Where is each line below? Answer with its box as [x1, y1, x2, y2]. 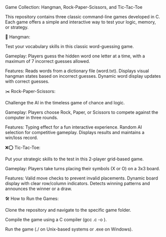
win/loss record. [5, 135, 38, 141]
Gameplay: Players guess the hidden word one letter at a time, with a [5, 53, 145, 59]
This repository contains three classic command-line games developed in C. [5, 14, 161, 19]
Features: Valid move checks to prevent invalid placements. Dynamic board [5, 175, 158, 181]
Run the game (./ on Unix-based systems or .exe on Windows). [5, 226, 133, 232]
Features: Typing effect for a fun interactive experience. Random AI [5, 124, 142, 130]
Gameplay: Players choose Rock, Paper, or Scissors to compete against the [5, 109, 159, 115]
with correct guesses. [5, 79, 49, 84]
